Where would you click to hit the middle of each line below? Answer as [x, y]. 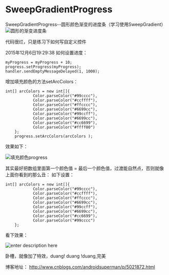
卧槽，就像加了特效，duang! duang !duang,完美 [56, 256]
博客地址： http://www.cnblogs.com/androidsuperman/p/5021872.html [80, 267]
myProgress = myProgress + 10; [39, 62]
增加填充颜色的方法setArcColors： [42, 81]
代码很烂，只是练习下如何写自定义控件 [46, 42]
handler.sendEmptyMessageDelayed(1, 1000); [53, 71]
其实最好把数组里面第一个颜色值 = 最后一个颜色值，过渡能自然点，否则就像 [85, 168]
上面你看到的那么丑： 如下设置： [40, 175]
